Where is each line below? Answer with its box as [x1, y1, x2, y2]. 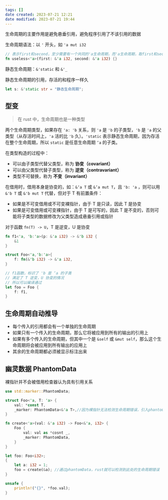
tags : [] [5, 7, 23, 13]
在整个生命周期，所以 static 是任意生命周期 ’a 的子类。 [5, 139, 120, 145]
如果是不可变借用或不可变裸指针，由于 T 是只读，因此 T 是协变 [12, 201, 141, 207]
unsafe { [5, 481, 23, 486]
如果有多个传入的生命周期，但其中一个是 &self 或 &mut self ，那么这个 [12, 336, 157, 342]
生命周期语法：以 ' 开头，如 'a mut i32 [5, 42, 86, 48]
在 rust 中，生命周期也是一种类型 [17, 116, 85, 122]
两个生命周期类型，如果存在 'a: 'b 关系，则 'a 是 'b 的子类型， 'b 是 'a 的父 [5, 126, 161, 133]
